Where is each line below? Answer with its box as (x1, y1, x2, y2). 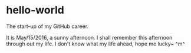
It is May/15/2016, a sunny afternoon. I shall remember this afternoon (6, 34, 173, 41)
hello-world (6, 3, 65, 17)
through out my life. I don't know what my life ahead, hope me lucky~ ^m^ (6, 40, 185, 47)
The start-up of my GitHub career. (6, 23, 89, 30)
